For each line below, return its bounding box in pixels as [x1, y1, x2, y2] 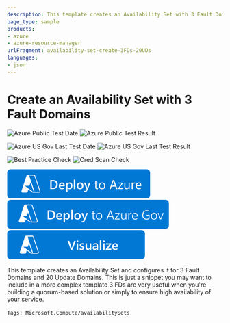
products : [7, 25, 36, 32]
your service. [7, 295, 44, 303]
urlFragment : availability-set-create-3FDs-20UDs [7, 47, 152, 54]
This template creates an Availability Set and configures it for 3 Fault [7, 266, 200, 274]
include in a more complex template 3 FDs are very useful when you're [7, 281, 207, 289]
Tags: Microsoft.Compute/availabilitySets [7, 309, 130, 316]
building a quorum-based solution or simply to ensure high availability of [7, 287, 212, 296]
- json [7, 62, 26, 68]
